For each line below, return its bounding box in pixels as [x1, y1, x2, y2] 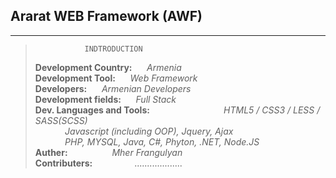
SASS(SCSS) [34, 114, 88, 126]
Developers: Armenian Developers [34, 82, 192, 94]
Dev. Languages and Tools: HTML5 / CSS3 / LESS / [34, 104, 321, 116]
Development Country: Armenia [34, 61, 182, 73]
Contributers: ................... [34, 157, 183, 169]
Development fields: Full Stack [34, 93, 177, 105]
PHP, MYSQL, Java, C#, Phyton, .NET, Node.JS [64, 135, 260, 148]
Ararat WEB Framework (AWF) [10, 8, 203, 25]
